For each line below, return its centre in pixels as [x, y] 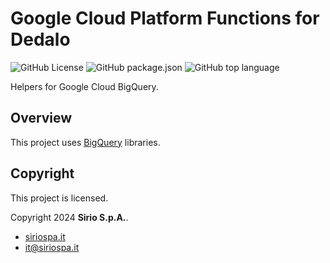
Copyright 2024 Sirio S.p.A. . [69, 217]
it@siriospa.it [52, 247]
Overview [41, 118]
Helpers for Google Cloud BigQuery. [84, 86]
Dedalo [40, 39]
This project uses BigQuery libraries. [85, 142]
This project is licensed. [59, 198]
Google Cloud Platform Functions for [165, 18]
